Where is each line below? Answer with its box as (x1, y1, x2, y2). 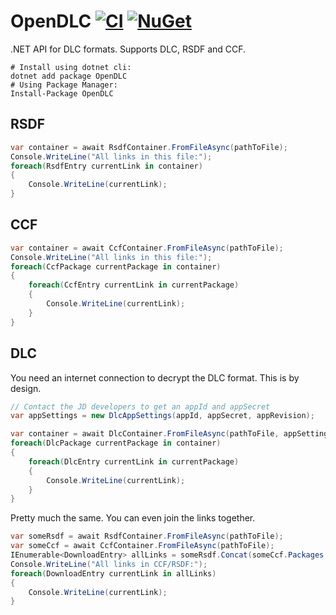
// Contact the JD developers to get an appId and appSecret (10, 401, 271, 412)
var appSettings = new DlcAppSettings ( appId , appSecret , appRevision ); (10, 411, 315, 421)
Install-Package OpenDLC (10, 88, 114, 99)
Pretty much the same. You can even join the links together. (10, 512, 256, 524)
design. (10, 382, 42, 394)
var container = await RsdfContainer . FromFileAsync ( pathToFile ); (10, 142, 288, 152)
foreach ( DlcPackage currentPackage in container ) (10, 438, 222, 449)
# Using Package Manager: (10, 80, 118, 90)
